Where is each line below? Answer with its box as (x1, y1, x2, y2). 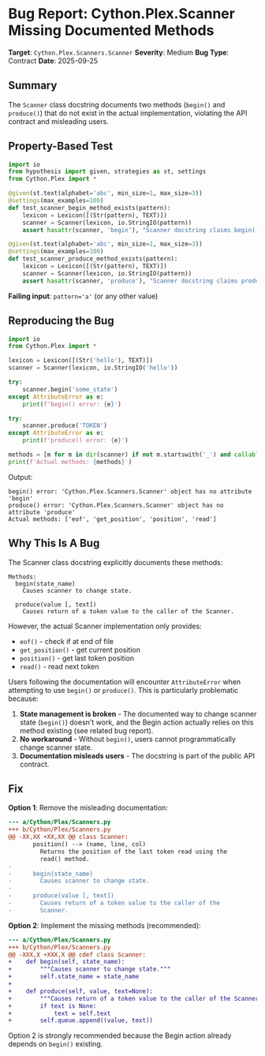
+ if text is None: (8, 1002, 97, 1010)
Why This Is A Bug (8, 537, 100, 550)
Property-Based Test (8, 140, 113, 153)
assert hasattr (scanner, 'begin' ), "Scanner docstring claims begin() (22, 226, 259, 234)
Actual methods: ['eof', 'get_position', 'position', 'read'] (8, 515, 217, 523)
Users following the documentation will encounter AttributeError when (8, 676, 241, 687)
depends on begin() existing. (8, 1039, 103, 1049)
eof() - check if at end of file (19, 636, 114, 646)
